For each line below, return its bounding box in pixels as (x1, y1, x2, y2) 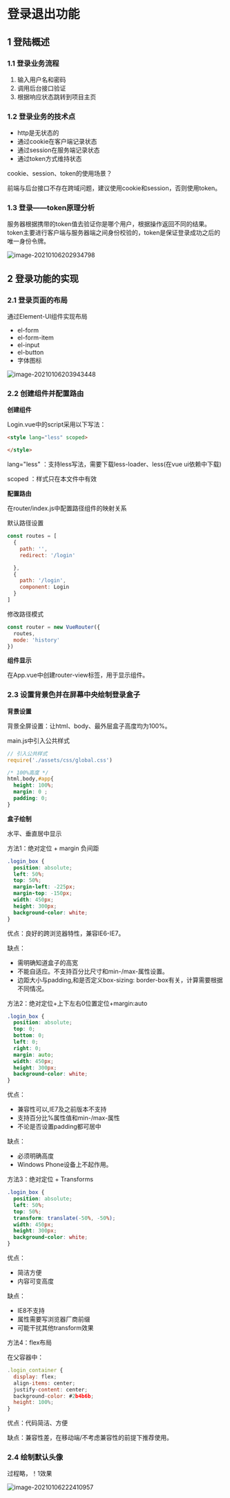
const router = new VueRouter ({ (7, 624, 100, 630)
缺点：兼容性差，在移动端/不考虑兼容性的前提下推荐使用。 (7, 1434, 173, 1442)
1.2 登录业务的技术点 (7, 111, 76, 121)
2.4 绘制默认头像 (7, 1452, 64, 1462)
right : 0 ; (13, 1045, 41, 1051)
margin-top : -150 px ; (13, 890, 73, 897)
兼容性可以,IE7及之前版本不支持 (17, 1105, 107, 1114)
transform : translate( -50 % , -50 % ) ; (13, 1215, 116, 1221)
